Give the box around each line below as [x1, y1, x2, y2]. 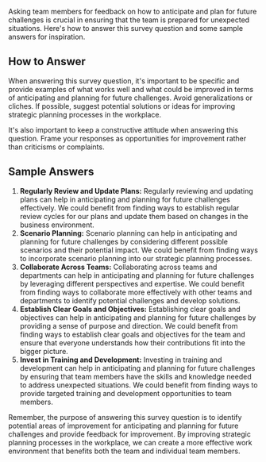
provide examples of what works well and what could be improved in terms [8, 84, 254, 94]
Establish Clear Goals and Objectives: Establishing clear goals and [19, 304, 241, 314]
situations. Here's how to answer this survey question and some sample [8, 24, 244, 33]
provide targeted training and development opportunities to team [19, 388, 232, 398]
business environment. [19, 220, 95, 229]
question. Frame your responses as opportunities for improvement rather [8, 133, 247, 143]
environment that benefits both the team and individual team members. [8, 446, 241, 456]
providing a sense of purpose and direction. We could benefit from [19, 321, 238, 330]
